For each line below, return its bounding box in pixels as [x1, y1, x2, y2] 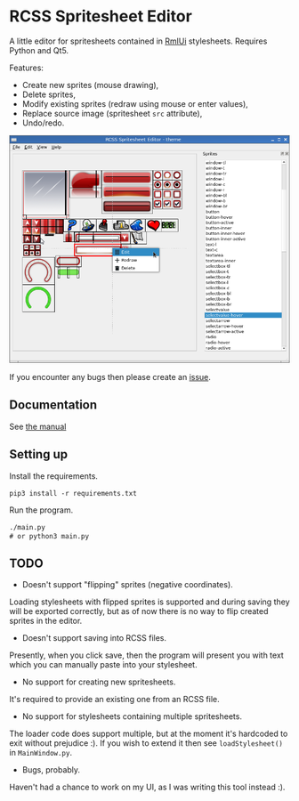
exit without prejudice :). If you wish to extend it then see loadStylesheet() [9, 738, 283, 748]
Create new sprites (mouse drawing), [21, 79, 159, 90]
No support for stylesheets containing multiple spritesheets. [21, 711, 243, 722]
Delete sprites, [21, 89, 76, 100]
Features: [9, 62, 44, 73]
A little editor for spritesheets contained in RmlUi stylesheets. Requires [9, 36, 268, 46]
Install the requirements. [9, 470, 98, 481]
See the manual [9, 421, 67, 432]
